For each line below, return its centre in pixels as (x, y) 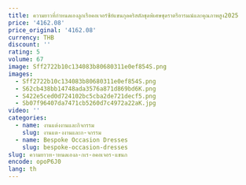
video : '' (24, 111)
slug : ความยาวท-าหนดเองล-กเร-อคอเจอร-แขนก (68, 154)
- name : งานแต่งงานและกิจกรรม (55, 125)
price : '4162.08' (37, 23)
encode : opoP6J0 (35, 162)
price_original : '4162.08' (52, 30)
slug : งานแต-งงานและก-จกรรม (62, 132)
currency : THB (31, 37)
